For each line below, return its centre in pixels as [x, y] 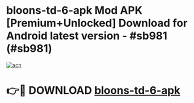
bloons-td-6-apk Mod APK [74, 10]
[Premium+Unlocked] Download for [97, 23]
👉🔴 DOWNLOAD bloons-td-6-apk [93, 91]
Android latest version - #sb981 [87, 36]
